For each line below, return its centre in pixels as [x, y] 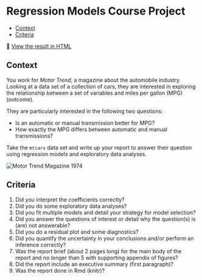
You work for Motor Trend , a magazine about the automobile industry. [94, 80]
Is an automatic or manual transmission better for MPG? [85, 123]
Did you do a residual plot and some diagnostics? [77, 231]
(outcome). [20, 99]
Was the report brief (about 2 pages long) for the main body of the [98, 251]
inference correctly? [40, 245]
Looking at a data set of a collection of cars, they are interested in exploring [101, 86]
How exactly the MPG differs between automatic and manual [91, 129]
